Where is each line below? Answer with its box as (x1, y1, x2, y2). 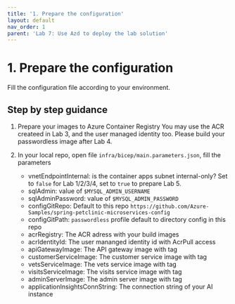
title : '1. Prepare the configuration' (7, 10, 125, 18)
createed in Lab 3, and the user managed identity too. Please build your (17, 130, 225, 138)
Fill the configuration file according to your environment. (7, 84, 171, 92)
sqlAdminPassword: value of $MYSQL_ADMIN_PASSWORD (27, 194, 179, 202)
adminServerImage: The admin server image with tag (27, 275, 183, 283)
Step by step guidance (7, 103, 108, 116)
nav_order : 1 (7, 23, 46, 30)
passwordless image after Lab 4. (17, 138, 113, 145)
